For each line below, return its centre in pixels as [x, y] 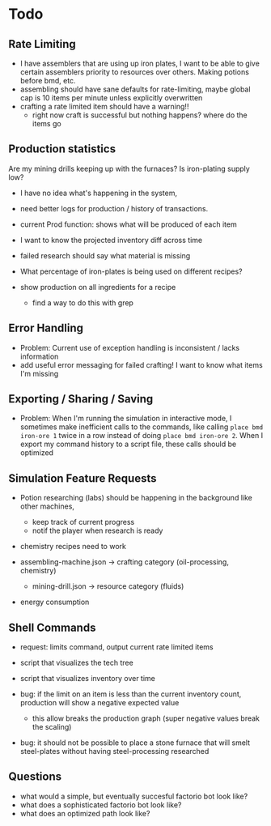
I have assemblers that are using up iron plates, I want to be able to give [140, 63]
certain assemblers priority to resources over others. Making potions [134, 72]
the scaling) [52, 727]
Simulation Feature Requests [83, 478]
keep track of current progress [83, 522]
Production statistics [62, 149]
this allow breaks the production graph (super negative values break [146, 718]
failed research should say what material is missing [105, 255]
